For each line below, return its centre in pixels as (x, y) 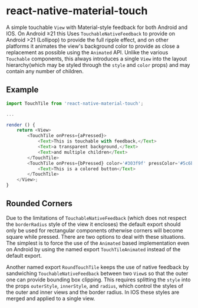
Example (22, 90)
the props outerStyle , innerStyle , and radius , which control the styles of (95, 286)
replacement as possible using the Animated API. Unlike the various (87, 52)
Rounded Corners (39, 204)
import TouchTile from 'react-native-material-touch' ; (75, 103)
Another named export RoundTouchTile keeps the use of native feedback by (98, 267)
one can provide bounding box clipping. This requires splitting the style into (98, 280)
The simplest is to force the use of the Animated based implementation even (98, 243)
